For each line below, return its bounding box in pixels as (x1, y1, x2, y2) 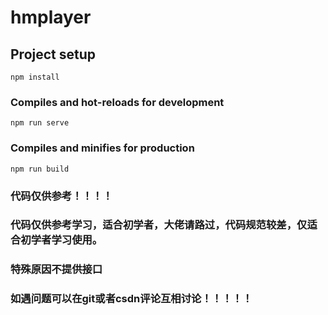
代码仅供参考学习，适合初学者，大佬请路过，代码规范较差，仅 (10, 218, 308, 232)
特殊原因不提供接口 (10, 262, 103, 276)
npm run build (10, 164, 70, 174)
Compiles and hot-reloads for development (10, 95, 225, 109)
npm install (10, 72, 60, 82)
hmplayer (10, 6, 92, 29)
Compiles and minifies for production (10, 141, 195, 155)
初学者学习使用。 (20, 233, 103, 247)
